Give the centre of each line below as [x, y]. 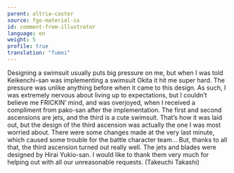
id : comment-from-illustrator [52, 27]
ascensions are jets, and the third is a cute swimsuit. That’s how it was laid [115, 117]
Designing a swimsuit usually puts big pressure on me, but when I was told [115, 72]
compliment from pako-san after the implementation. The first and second [115, 110]
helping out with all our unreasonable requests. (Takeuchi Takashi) [103, 162]
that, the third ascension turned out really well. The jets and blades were [112, 147]
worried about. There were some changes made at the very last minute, [111, 132]
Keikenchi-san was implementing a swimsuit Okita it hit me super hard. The [116, 80]
